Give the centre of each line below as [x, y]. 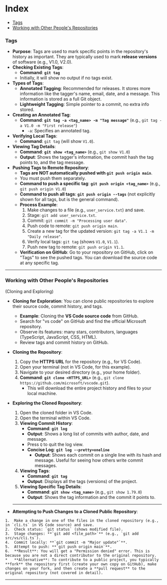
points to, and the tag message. [52, 163]
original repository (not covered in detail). [54, 573]
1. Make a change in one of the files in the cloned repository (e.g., [82, 520]
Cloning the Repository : [37, 352]
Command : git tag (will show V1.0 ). [57, 141]
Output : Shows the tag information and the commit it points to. [91, 497]
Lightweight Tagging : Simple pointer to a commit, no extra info [84, 104]
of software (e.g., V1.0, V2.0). [42, 62]
